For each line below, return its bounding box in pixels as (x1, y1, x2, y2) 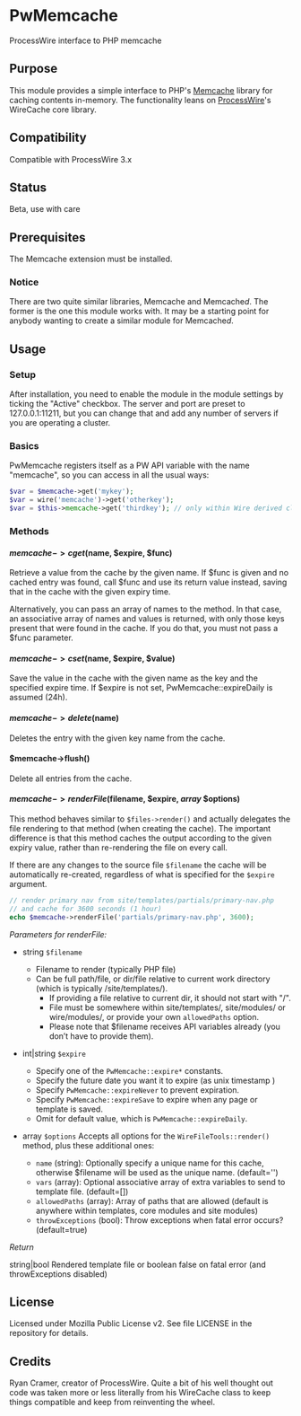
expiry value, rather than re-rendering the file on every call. (9, 842, 228, 853)
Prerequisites (9, 230, 86, 245)
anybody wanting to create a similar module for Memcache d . (9, 315, 235, 326)
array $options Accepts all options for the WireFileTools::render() (21, 1130, 271, 1141)
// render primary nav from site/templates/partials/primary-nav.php (9, 896, 275, 905)
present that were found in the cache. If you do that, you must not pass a (9, 623, 279, 634)
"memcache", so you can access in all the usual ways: (9, 470, 210, 480)
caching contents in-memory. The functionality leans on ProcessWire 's (9, 94, 271, 105)
